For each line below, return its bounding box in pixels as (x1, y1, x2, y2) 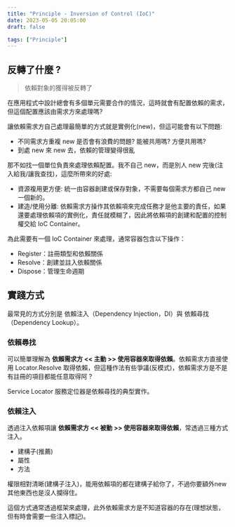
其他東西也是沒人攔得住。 (7, 488, 81, 497)
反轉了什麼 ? (7, 64, 61, 76)
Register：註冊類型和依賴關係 (17, 250, 104, 258)
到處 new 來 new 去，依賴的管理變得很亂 (17, 146, 135, 154)
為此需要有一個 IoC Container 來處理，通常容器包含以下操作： (7, 234, 186, 243)
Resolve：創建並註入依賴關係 (17, 258, 102, 267)
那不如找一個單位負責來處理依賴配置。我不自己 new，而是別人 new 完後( (7, 161, 217, 169)
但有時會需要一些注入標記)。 (7, 512, 90, 521)
